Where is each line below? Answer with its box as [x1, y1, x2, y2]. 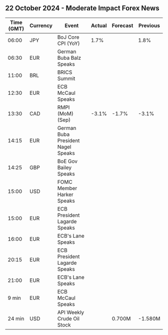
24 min [7, 315, 24, 322]
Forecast [111, 22, 133, 29]
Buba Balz [57, 54, 81, 61]
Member [57, 185, 77, 192]
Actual [90, 22, 107, 29]
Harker [57, 191, 73, 198]
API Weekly [57, 308, 84, 315]
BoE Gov [57, 157, 78, 164]
